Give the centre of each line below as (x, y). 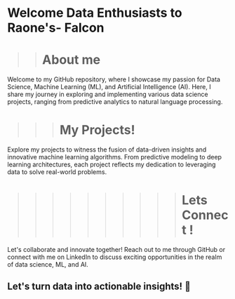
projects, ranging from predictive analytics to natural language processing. (115, 102)
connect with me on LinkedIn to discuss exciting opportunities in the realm (115, 257)
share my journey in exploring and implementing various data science (108, 94)
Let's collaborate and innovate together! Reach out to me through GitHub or (116, 250)
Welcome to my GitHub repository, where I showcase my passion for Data (114, 79)
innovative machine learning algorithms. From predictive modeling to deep (115, 157)
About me (71, 60)
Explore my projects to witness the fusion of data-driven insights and (107, 149)
